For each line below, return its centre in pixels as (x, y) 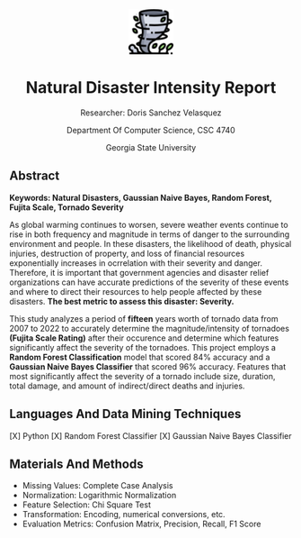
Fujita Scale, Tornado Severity (66, 207)
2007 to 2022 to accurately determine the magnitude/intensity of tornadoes (150, 328)
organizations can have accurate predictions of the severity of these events (149, 282)
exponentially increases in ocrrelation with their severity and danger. (136, 263)
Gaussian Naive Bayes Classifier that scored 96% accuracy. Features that (147, 366)
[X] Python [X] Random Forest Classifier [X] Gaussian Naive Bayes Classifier (150, 435)
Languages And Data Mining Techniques (125, 414)
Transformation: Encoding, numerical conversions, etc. (124, 515)
